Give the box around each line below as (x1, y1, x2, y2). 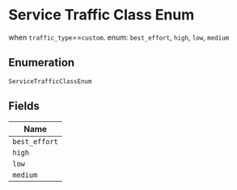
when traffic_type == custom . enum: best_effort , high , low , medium (8, 32, 230, 42)
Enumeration (8, 56, 75, 70)
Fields (8, 99, 40, 113)
